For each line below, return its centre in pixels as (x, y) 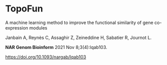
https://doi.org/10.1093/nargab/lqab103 (46, 57)
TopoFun (24, 9)
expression (17, 27)
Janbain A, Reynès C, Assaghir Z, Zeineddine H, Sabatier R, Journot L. (78, 37)
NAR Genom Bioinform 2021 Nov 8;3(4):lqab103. (56, 47)
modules (38, 27)
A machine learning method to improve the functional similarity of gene (79, 22)
